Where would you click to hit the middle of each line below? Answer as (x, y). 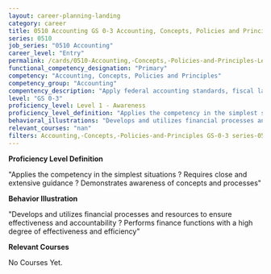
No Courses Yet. (35, 262)
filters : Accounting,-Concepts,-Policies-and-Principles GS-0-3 (119, 135)
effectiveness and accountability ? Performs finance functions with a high (131, 222)
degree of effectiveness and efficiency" (74, 231)
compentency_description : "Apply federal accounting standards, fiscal (131, 91)
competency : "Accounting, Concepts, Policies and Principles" (115, 76)
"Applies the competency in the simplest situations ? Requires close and (128, 174)
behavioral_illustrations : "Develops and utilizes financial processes (131, 121)
